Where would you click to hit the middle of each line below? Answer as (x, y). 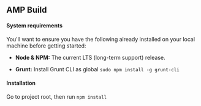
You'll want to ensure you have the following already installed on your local (100, 39)
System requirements (35, 25)
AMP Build (27, 10)
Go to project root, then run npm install (57, 96)
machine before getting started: (46, 46)
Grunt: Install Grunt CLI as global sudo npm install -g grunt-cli (97, 69)
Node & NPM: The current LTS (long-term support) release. (90, 57)
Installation (21, 83)
